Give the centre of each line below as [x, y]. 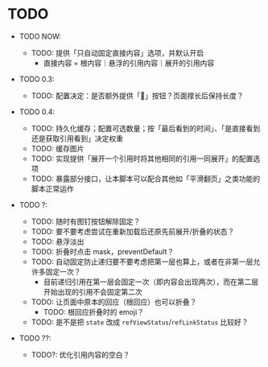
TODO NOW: [40, 36]
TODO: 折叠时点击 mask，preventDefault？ [103, 251]
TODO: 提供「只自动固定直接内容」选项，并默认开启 [118, 52]
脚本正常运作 [52, 188]
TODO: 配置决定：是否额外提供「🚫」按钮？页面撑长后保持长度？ [137, 95]
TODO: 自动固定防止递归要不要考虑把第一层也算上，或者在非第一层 [142, 262]
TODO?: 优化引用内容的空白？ [80, 354]
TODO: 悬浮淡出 [58, 241]
